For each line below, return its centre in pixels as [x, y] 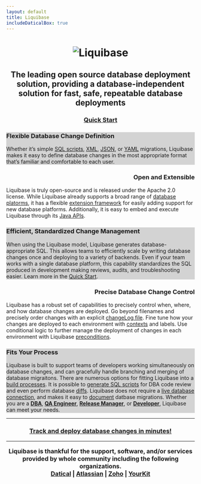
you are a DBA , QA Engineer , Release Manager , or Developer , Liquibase [96, 404]
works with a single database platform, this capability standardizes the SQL [99, 263]
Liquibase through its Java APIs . [46, 216]
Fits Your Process [32, 352]
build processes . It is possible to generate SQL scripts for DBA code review [99, 384]
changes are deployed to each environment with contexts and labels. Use [97, 324]
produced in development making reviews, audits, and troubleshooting [93, 270]
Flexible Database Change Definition [60, 136]
